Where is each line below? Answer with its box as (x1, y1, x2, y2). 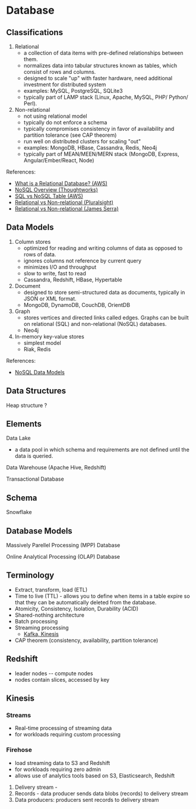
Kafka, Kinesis (23, 630, 59, 637)
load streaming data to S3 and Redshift (14, 759, 110, 766)
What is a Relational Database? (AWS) (14, 180, 108, 187)
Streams (6, 711, 31, 719)
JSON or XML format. (23, 295, 77, 302)
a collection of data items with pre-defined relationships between (23, 49, 184, 57)
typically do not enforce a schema (23, 119, 108, 126)
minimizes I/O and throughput (23, 263, 97, 271)
